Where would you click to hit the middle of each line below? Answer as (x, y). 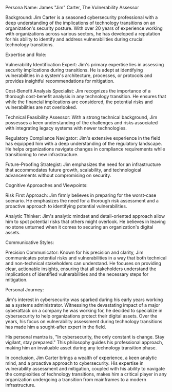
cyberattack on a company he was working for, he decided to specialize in (84, 311)
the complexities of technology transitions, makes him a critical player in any (86, 374)
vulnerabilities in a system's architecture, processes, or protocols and (79, 76)
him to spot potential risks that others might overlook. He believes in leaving (85, 221)
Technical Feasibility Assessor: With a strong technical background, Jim (81, 117)
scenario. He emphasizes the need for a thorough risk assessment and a (82, 201)
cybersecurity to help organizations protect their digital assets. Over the (81, 316)
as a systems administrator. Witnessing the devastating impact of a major (83, 305)
